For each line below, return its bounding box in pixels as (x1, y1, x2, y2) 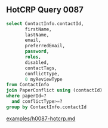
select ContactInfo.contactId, (6, 20, 84, 26)
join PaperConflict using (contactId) (6, 87, 103, 93)
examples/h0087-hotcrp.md (6, 115, 76, 122)
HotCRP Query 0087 (6, 5, 84, 15)
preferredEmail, (24, 43, 66, 49)
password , (24, 48, 50, 54)
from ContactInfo (6, 82, 50, 88)
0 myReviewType (24, 76, 63, 83)
